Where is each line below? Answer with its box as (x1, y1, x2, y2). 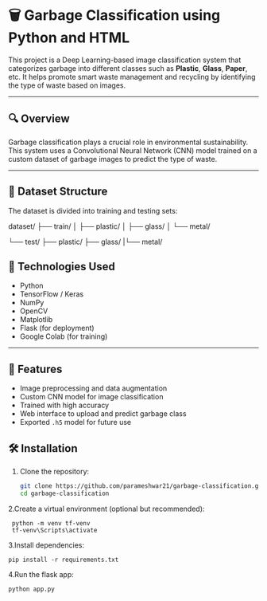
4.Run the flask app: (8, 569, 74, 579)
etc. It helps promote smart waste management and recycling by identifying (8, 72, 256, 81)
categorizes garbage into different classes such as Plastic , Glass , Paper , (8, 63, 248, 73)
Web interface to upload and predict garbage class (19, 409, 187, 418)
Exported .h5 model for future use (19, 418, 132, 427)
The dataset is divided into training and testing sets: (8, 206, 178, 215)
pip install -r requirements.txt (8, 556, 119, 564)
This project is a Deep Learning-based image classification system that (8, 55, 242, 65)
